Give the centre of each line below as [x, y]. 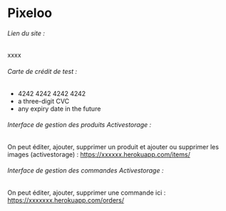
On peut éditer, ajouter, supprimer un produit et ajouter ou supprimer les [113, 146]
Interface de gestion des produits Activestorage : [79, 125]
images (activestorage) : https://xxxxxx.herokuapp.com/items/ [99, 154]
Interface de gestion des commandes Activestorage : [86, 171]
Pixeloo [30, 13]
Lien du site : [26, 33]
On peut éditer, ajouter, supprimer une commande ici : [87, 193]
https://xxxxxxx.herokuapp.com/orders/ [66, 200]
